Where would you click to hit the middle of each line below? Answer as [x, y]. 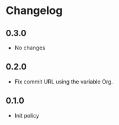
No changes [30, 48]
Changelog [34, 11]
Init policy [27, 115]
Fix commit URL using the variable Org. [64, 81]
